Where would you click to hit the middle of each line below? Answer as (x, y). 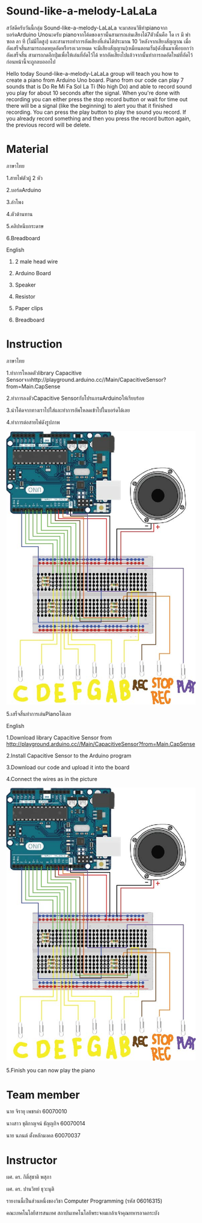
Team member (43, 1095)
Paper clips (29, 308)
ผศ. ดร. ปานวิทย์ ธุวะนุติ (30, 1189)
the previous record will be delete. (49, 125)
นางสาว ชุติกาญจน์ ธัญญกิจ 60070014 (46, 1124)
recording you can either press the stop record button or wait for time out (97, 99)
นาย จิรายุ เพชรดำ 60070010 (37, 1112)
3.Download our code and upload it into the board (68, 767)
